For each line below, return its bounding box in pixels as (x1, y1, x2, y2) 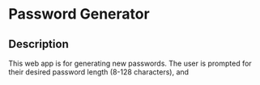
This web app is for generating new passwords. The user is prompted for (8, 58, 253, 68)
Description (8, 37, 69, 51)
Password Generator (8, 5, 150, 23)
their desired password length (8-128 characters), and (8, 67, 189, 77)
